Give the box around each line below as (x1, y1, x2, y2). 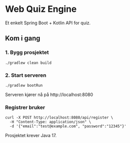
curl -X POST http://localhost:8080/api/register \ (5, 115, 113, 120)
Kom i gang (5, 34, 40, 43)
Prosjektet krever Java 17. (5, 133, 57, 139)
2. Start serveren (5, 72, 47, 79)
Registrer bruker (5, 104, 45, 111)
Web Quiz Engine (5, 3, 77, 15)
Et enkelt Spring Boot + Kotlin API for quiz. (5, 20, 91, 26)
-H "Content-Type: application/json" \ (9, 120, 92, 125)
